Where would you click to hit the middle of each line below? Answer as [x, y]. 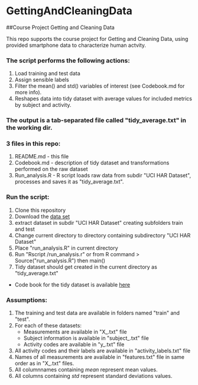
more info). [28, 93]
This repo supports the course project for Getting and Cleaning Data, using [97, 39]
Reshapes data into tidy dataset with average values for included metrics [103, 98]
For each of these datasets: [48, 326]
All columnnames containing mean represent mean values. [86, 370]
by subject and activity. [43, 105]
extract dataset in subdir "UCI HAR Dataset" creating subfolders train [99, 222]
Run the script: [28, 197]
